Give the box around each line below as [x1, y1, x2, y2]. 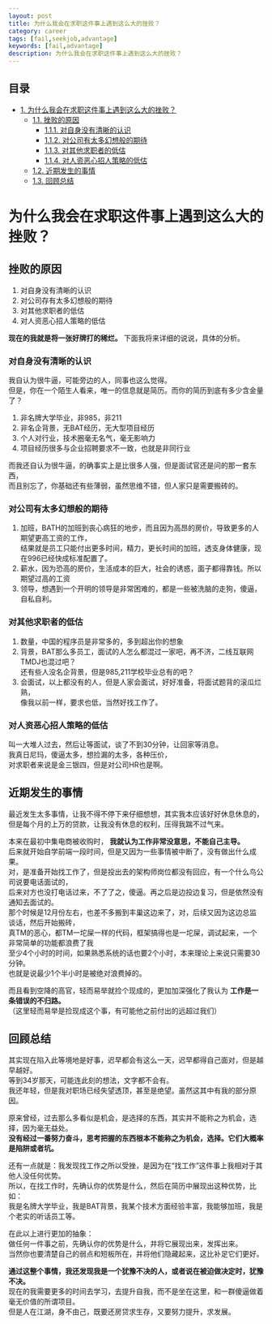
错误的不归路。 [15, 995, 66, 1005]
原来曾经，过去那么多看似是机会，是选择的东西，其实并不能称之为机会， [8, 1113, 249, 1123]
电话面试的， [29, 877, 73, 886]
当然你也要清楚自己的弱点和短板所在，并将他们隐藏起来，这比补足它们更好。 [8, 1249, 264, 1258]
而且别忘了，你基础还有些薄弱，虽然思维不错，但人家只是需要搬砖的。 [8, 481, 243, 491]
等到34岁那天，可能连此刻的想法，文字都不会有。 [8, 1075, 174, 1085]
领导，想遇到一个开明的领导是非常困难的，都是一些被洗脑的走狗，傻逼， [19, 584, 261, 593]
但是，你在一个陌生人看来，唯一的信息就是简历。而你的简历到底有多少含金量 [8, 386, 264, 395]
